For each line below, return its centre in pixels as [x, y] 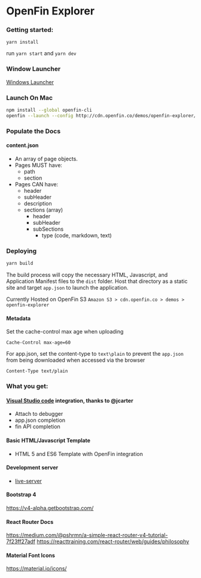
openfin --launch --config [40, 115]
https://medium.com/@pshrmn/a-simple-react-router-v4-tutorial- [87, 535]
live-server [28, 481]
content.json [22, 145]
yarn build [20, 263]
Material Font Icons [31, 555]
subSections [48, 229]
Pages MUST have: [39, 165]
